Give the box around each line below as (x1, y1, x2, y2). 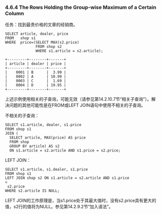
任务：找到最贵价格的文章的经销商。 (5, 21, 78, 28)
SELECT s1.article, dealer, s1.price (5, 123, 82, 128)
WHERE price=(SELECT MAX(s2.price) (5, 40, 79, 45)
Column (5, 10, 24, 17)
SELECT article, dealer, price (5, 31, 69, 37)
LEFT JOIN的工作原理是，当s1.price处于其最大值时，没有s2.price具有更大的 (5, 197, 157, 204)
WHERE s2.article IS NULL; (5, 189, 60, 193)
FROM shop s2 (36, 44, 62, 49)
